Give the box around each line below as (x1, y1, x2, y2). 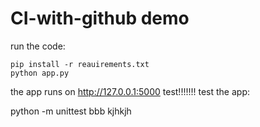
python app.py (10, 68, 70, 78)
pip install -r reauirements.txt (10, 59, 150, 69)
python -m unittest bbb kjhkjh (10, 105, 132, 117)
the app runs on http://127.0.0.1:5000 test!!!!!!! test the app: (10, 85, 251, 97)
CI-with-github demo (10, 7, 190, 30)
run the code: (10, 40, 66, 52)
